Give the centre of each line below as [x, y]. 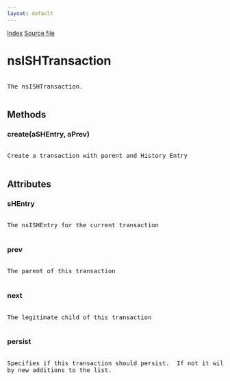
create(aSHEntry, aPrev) [49, 134]
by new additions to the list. [60, 370]
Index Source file [31, 33]
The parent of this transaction [61, 271]
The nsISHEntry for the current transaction [83, 225]
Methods [27, 114]
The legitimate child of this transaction [79, 317]
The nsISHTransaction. [45, 86]
